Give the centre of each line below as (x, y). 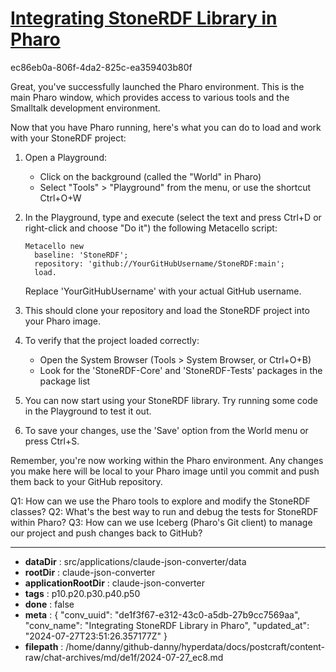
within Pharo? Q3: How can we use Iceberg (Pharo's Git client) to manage (161, 522)
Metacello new (54, 246)
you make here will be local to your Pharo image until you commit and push (165, 471)
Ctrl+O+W (60, 198)
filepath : (44, 646)
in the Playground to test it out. (88, 411)
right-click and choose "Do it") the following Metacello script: (151, 228)
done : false (49, 604)
